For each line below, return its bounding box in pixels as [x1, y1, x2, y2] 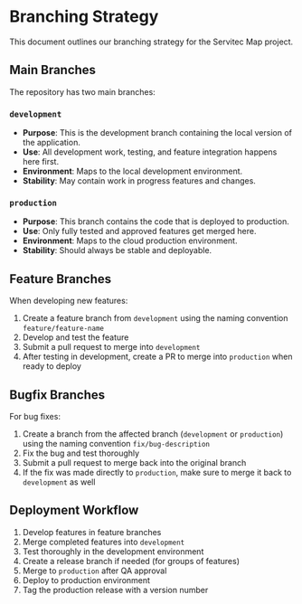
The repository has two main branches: [9, 86, 156, 97]
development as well [22, 477, 96, 487]
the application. [22, 137, 81, 148]
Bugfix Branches [9, 387, 106, 402]
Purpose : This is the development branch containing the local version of [22, 127, 292, 138]
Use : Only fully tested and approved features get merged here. [22, 226, 257, 237]
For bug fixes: [9, 411, 61, 421]
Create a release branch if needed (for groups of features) [22, 555, 241, 566]
